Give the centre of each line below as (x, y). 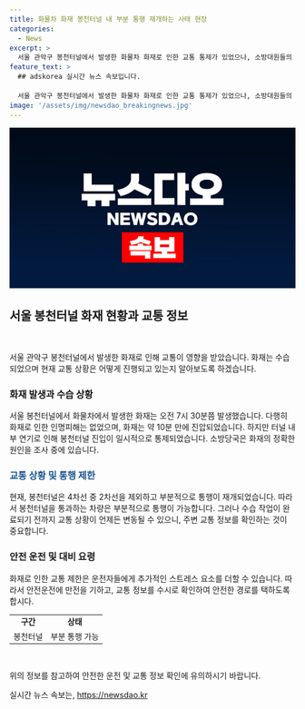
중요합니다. (29, 531)
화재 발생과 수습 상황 (51, 394)
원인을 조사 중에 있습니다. (54, 450)
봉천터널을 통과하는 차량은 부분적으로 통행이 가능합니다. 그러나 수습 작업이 (150, 508)
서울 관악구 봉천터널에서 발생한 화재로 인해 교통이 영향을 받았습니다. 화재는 (142, 357)
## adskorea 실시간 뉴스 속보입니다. (79, 77)
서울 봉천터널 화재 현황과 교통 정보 (99, 316)
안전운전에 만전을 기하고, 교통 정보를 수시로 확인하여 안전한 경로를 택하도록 (158, 589)
